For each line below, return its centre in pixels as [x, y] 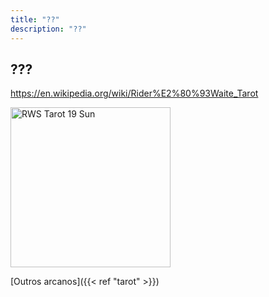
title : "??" [35, 19]
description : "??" [48, 29]
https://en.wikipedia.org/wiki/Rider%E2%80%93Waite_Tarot [134, 93]
